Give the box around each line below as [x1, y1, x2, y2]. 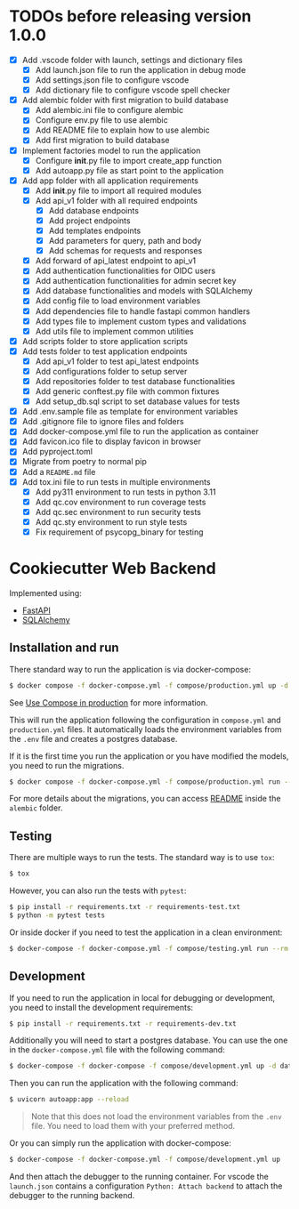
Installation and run [9, 641, 119, 656]
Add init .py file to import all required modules [35, 185, 202, 196]
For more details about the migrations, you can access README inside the [9, 794, 281, 804]
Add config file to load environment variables [35, 295, 201, 306]
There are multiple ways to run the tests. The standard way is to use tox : [9, 852, 275, 863]
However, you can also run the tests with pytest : [9, 885, 187, 896]
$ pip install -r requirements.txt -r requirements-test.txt [9, 903, 241, 912]
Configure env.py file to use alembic [35, 115, 168, 125]
